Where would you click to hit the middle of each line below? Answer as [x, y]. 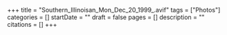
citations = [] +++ [32, 24]
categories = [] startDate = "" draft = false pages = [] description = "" [106, 17]
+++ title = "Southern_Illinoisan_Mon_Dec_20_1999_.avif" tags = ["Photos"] [114, 10]
